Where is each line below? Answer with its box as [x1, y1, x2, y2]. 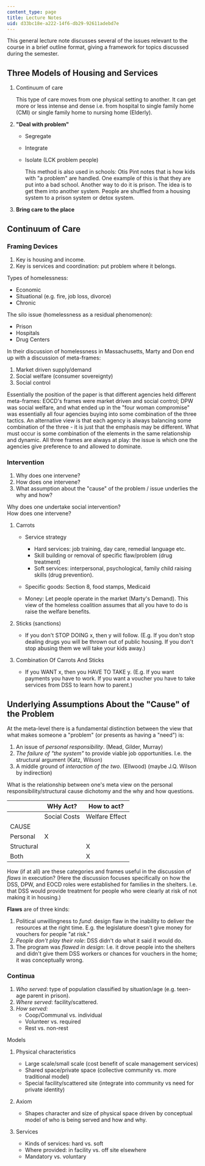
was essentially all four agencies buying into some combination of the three [7, 410, 197, 418]
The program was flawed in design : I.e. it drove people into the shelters [15, 943, 196, 951]
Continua [7, 972, 35, 980]
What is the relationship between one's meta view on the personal [7, 781, 173, 788]
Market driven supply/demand [15, 366, 92, 373]
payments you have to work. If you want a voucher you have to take [24, 675, 196, 682]
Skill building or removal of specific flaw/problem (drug [34, 552, 173, 559]
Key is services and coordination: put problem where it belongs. [15, 262, 176, 270]
